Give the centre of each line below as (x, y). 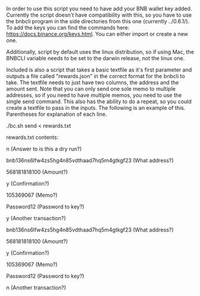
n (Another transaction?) (36, 288)
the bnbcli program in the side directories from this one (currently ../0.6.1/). (98, 21)
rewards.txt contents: (32, 137)
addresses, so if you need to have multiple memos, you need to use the (94, 95)
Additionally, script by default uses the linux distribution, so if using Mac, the (100, 52)
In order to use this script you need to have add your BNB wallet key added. (99, 9)
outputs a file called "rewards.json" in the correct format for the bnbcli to (96, 76)
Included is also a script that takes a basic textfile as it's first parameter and (99, 70)
